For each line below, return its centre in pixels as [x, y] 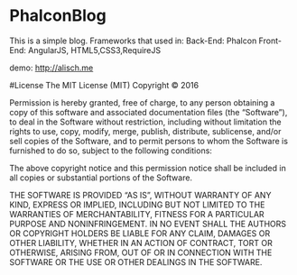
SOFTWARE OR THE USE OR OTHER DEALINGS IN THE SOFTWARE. [136, 261]
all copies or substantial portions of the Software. [101, 178]
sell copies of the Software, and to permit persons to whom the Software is [149, 141]
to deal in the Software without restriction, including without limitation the [145, 122]
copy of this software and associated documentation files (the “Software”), [148, 112]
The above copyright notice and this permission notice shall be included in [148, 168]
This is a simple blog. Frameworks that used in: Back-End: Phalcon [133, 41]
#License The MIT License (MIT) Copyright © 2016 [104, 85]
